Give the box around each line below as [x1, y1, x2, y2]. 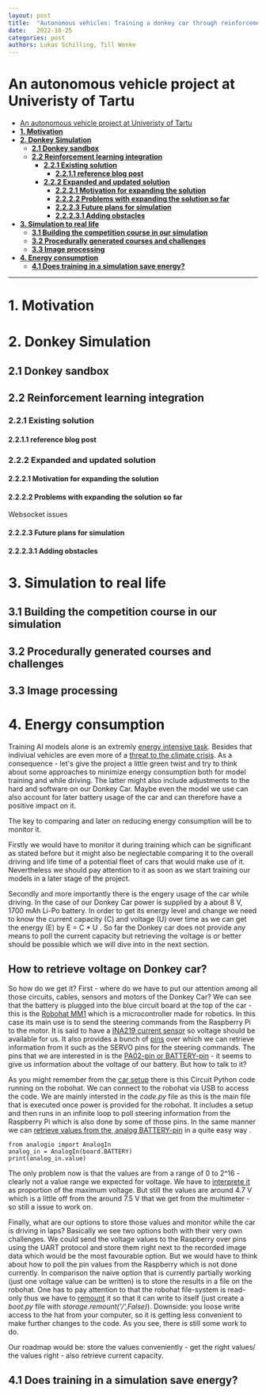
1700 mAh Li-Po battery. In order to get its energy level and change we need [8, 905, 257, 915]
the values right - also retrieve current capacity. [8, 1351, 164, 1360]
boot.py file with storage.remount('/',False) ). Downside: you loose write [8, 1301, 241, 1311]
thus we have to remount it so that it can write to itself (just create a [23, 1293, 245, 1302]
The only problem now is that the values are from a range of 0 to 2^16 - [8, 1168, 240, 1178]
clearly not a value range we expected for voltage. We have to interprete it [8, 1176, 251, 1186]
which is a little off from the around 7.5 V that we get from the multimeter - [8, 1194, 250, 1203]
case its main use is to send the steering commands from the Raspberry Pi [8, 1017, 252, 1026]
